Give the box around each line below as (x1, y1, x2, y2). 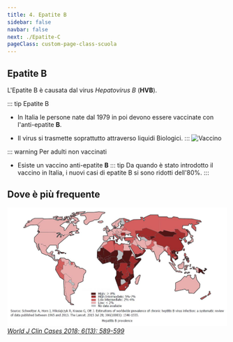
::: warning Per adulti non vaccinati (7, 147, 107, 156)
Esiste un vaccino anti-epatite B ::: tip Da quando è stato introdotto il (17, 161, 213, 169)
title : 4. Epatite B (7, 11, 68, 18)
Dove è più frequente (7, 188, 100, 200)
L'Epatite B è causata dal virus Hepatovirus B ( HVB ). (7, 86, 158, 94)
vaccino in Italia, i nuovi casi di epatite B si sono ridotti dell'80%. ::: (17, 168, 209, 177)
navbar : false (7, 26, 49, 33)
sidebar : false (7, 18, 52, 26)
